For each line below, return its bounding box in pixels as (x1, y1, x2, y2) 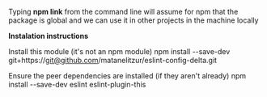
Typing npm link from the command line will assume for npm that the (8, 7, 239, 16)
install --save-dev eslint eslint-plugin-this (8, 80, 146, 89)
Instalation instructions (8, 32, 89, 40)
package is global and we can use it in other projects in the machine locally (8, 15, 259, 25)
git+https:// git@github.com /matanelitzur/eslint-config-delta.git (8, 56, 217, 65)
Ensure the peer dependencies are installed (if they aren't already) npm (8, 71, 247, 80)
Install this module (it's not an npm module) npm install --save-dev (8, 47, 231, 56)
